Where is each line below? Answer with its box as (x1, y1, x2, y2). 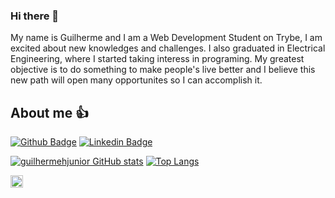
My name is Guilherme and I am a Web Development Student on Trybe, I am (10, 32, 323, 44)
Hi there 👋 (10, 9, 60, 23)
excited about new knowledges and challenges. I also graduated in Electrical (10, 42, 326, 54)
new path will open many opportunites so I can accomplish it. (10, 74, 263, 86)
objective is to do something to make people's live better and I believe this (10, 64, 316, 76)
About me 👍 (10, 104, 90, 121)
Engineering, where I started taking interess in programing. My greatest (10, 53, 305, 65)
